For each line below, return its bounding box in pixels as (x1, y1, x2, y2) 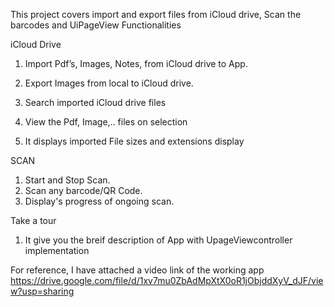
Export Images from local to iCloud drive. (24, 77, 194, 89)
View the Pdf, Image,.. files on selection (24, 116, 188, 128)
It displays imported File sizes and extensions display (24, 135, 245, 147)
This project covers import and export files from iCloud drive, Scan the (10, 9, 302, 20)
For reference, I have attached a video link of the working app (10, 264, 265, 276)
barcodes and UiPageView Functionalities (10, 19, 182, 31)
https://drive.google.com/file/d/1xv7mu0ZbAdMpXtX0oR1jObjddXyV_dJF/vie (10, 275, 324, 286)
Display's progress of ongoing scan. (24, 195, 175, 207)
